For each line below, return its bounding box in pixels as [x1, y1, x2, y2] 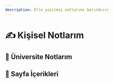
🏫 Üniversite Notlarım [5, 53, 73, 61]
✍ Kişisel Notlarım [5, 29, 84, 41]
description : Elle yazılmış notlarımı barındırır [5, 7, 110, 12]
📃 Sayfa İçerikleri [5, 70, 59, 78]
